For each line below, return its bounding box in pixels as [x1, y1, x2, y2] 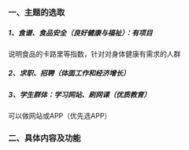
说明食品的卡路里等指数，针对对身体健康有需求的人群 [8, 49, 181, 58]
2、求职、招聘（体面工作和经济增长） [8, 68, 130, 78]
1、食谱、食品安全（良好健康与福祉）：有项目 [8, 27, 154, 37]
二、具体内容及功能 [8, 133, 81, 144]
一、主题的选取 [8, 6, 65, 17]
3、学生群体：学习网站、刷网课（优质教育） [8, 90, 151, 99]
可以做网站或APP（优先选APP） [8, 112, 112, 121]
